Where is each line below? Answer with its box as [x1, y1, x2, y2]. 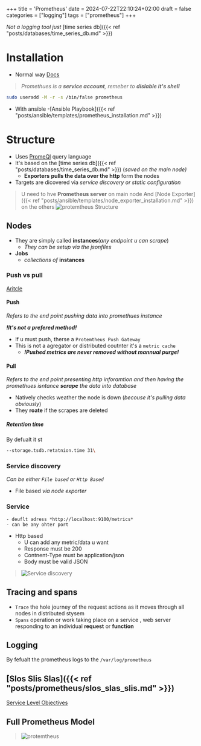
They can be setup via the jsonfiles [24, 243, 112, 250]
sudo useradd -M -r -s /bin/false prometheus [6, 94, 123, 100]
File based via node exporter [14, 487, 87, 495]
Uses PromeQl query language [14, 152, 92, 160]
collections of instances [24, 256, 85, 263]
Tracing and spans [6, 587, 78, 598]
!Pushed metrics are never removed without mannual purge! [24, 348, 179, 356]
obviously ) [14, 401, 42, 408]
